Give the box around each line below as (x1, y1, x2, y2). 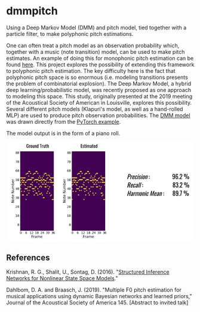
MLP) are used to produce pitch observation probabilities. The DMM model (6, 112, 190, 119)
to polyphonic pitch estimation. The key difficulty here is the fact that (6, 67, 176, 74)
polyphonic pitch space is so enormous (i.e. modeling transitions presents (6, 74, 188, 81)
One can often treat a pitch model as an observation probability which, (6, 42, 180, 49)
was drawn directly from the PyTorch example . (6, 118, 121, 125)
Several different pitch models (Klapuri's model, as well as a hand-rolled (6, 105, 183, 112)
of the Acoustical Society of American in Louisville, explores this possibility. (6, 99, 192, 106)
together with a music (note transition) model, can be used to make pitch (6, 48, 185, 55)
